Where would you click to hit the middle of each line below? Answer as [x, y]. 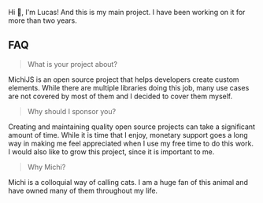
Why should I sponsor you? [72, 111]
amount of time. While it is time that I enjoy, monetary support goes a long [128, 135]
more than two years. [43, 20]
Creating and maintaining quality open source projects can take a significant [132, 127]
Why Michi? [46, 167]
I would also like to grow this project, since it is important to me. [111, 151]
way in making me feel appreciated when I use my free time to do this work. [131, 143]
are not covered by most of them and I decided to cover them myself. [120, 96]
